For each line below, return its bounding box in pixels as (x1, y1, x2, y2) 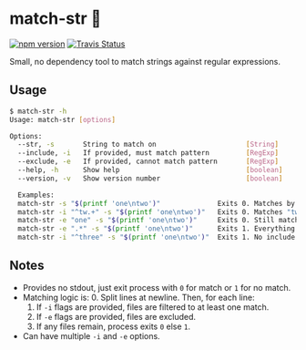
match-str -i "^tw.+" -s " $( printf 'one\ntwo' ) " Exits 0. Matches (17, 207, 283, 217)
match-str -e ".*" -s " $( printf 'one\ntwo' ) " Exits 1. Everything (17, 224, 296, 233)
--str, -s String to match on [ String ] (17, 140, 280, 149)
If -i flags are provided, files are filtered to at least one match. (36, 301, 270, 313)
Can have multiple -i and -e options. (22, 330, 161, 341)
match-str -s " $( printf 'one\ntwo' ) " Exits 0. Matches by (17, 199, 296, 208)
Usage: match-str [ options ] (9, 115, 117, 124)
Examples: (17, 190, 55, 200)
